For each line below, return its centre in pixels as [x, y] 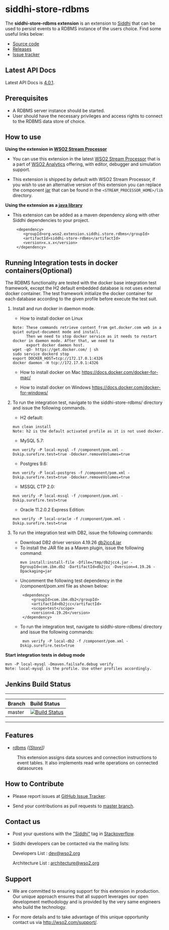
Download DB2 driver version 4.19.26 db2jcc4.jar [71, 543]
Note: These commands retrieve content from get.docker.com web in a [87, 328]
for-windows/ [34, 393]
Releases [22, 49]
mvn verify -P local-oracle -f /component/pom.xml [67, 519]
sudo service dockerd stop [41, 354]
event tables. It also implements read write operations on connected [88, 763]
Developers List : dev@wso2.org [46, 853]
